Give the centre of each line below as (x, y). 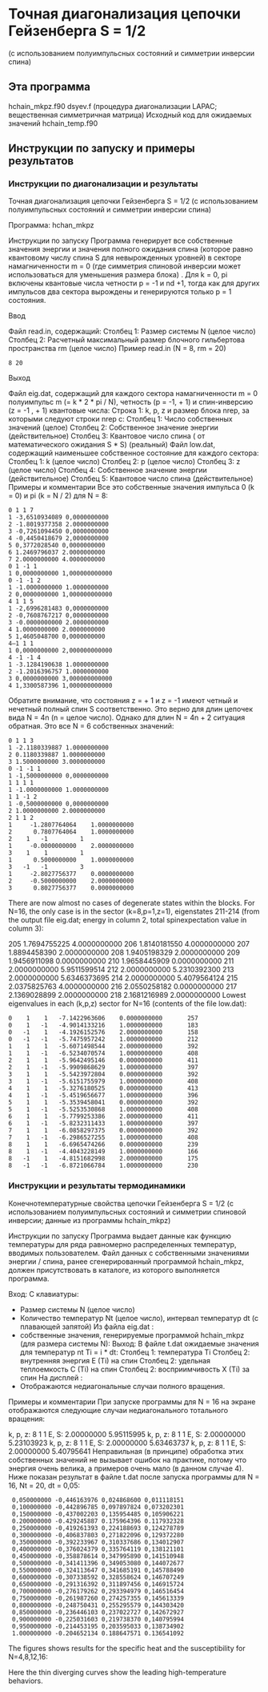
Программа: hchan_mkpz (51, 225)
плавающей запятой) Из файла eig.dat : (87, 1327)
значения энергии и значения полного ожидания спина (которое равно (131, 249)
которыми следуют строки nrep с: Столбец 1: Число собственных (121, 419)
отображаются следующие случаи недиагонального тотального (118, 1410)
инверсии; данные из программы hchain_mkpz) (90, 1220)
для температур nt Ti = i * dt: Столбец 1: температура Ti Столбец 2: (135, 1352)
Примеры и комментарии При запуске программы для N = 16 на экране (132, 1401)
